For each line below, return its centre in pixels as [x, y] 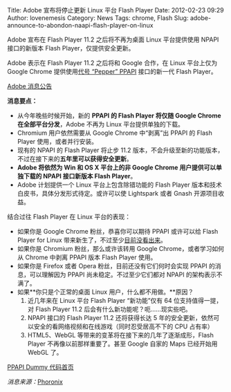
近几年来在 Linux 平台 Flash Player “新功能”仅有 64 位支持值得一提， [125, 300]
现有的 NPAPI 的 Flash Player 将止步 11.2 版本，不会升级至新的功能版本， [120, 150]
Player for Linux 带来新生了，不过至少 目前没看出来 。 [92, 240]
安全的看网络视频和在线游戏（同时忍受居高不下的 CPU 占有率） [124, 326]
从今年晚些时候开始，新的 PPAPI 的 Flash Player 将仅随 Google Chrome [119, 115]
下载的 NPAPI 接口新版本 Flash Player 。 [80, 176]
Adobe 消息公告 [30, 86]
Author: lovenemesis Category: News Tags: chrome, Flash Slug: [98, 18]
